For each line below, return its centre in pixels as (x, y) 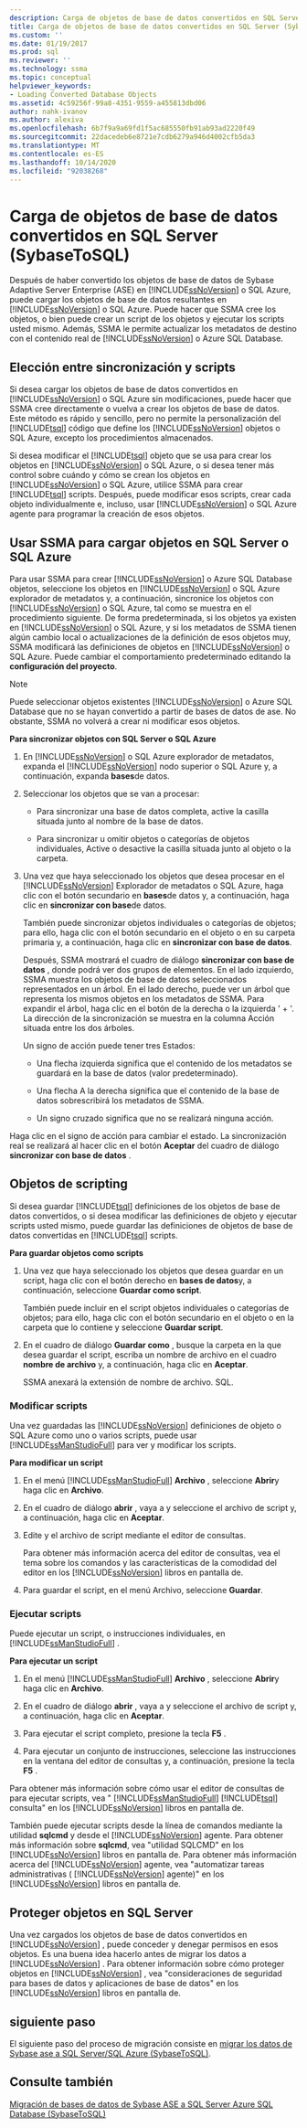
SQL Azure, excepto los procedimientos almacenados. (111, 438)
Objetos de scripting (69, 1184)
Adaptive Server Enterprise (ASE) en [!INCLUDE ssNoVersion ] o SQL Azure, (150, 290)
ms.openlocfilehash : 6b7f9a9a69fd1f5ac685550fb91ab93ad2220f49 (132, 129)
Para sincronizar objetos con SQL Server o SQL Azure (113, 739)
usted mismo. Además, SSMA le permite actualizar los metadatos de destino (153, 329)
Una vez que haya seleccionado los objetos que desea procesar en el (153, 876)
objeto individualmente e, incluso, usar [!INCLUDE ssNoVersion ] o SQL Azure (153, 505)
